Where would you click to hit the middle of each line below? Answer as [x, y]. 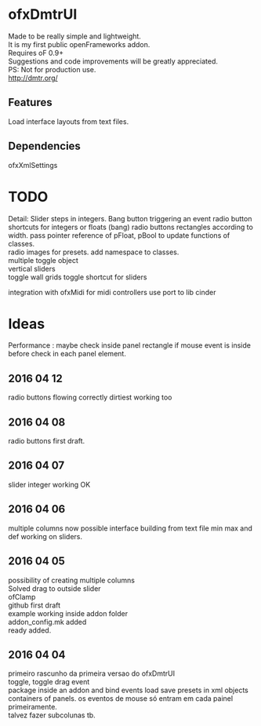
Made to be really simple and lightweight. [74, 36]
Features [30, 102]
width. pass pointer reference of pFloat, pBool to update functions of [119, 235]
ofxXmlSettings [33, 165]
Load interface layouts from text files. [69, 121]
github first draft [34, 605]
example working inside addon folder [68, 613]
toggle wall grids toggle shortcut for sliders [78, 277]
